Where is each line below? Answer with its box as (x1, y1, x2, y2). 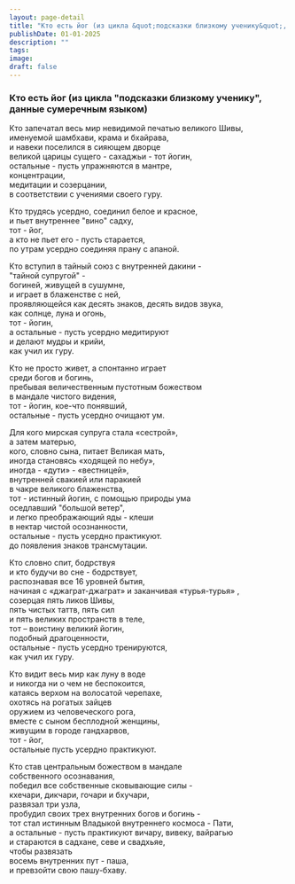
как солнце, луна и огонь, (9, 308, 106, 319)
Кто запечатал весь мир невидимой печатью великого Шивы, (9, 123, 244, 134)
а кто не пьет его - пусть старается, (9, 234, 146, 245)
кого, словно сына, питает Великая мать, (9, 446, 166, 457)
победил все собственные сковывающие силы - (9, 780, 193, 791)
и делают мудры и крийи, (9, 336, 106, 347)
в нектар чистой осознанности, (9, 521, 128, 532)
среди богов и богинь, (9, 372, 94, 383)
